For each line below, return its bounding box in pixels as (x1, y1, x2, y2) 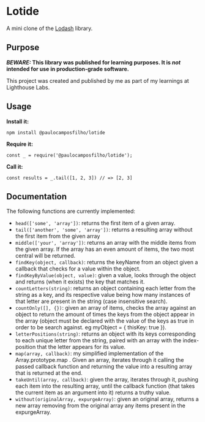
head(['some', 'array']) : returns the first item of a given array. (15, 220, 176, 227)
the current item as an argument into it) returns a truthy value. (15, 389, 171, 396)
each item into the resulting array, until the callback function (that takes (15, 382, 195, 390)
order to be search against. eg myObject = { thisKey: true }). (15, 324, 166, 331)
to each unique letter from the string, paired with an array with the (15, 337, 182, 344)
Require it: (6, 140, 34, 148)
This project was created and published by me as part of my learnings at (6, 77, 190, 84)
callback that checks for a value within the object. (15, 265, 141, 272)
